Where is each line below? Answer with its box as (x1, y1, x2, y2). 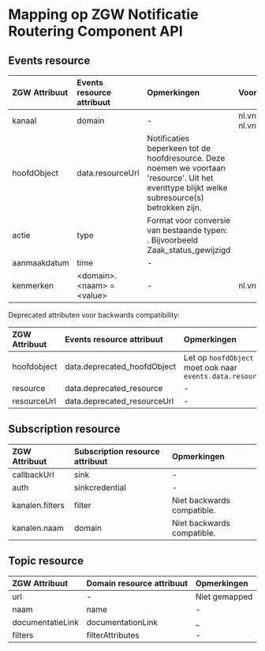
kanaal (12, 115, 37, 126)
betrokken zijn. (147, 202, 202, 213)
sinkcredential (73, 482, 126, 493)
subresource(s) (147, 192, 205, 203)
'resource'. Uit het (147, 172, 214, 183)
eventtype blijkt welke (147, 183, 228, 193)
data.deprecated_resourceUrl (64, 396, 174, 406)
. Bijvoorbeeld (147, 235, 199, 246)
